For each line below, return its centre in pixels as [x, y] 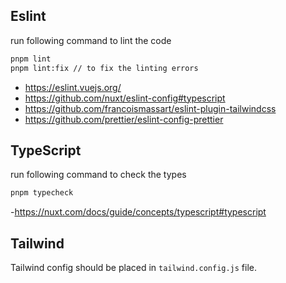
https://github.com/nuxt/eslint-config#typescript [125, 98]
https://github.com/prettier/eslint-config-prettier [124, 119]
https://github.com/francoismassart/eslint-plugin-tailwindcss [150, 108]
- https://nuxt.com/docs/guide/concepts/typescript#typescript [138, 212]
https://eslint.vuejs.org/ [73, 87]
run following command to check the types [98, 175]
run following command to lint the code [91, 40]
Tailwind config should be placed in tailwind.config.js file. [134, 268]
